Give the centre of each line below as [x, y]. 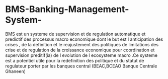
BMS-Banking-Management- [67, 9]
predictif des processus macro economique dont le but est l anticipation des [84, 39]
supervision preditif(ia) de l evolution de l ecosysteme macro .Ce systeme [81, 55]
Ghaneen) [16, 71]
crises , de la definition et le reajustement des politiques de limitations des [82, 44]
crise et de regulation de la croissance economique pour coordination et [80, 50]
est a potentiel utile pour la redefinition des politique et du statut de [75, 60]
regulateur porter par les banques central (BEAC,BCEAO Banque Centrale [81, 66]
